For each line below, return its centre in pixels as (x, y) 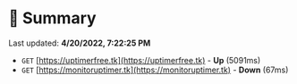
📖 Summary (52, 18)
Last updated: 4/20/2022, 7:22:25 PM (80, 43)
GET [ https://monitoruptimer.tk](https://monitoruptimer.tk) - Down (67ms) (155, 70)
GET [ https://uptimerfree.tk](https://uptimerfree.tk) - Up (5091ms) (141, 60)
